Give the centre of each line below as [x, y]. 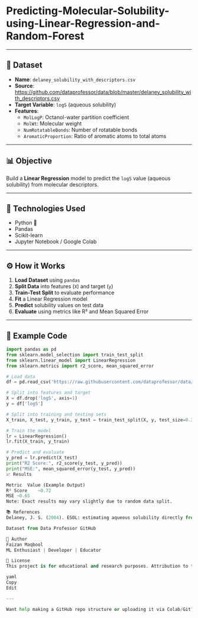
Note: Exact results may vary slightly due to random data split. [89, 501]
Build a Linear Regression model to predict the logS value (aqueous [88, 178]
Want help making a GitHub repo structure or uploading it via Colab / [95, 609]
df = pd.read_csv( [29, 382]
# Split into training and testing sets [57, 414]
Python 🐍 [26, 223]
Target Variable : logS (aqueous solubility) [65, 104]
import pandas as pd [32, 349]
